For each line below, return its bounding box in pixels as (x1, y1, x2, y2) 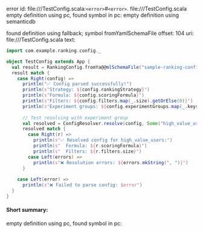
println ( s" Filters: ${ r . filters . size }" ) (33, 148, 142, 155)
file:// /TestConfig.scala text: (6, 36, 76, 43)
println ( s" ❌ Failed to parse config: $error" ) (22, 182, 143, 188)
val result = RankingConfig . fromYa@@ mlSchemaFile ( (11, 64, 142, 70)
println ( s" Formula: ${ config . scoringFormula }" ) (22, 92, 145, 98)
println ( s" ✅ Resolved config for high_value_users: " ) (33, 137, 173, 144)
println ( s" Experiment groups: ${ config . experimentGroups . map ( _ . (22, 103, 188, 109)
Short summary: (6, 206, 48, 214)
